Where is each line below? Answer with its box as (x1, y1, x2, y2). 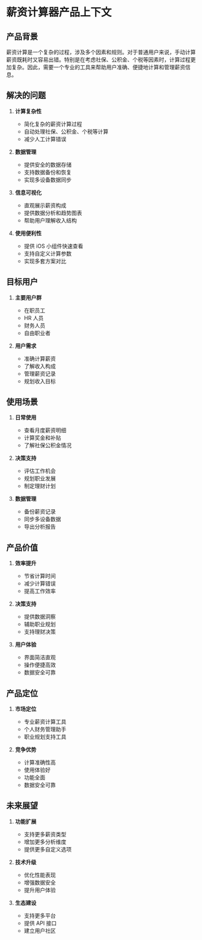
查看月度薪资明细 (23, 427, 67, 434)
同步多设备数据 (23, 516, 61, 523)
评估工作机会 (23, 468, 56, 475)
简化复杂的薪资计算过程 (23, 120, 82, 127)
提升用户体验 (23, 886, 56, 894)
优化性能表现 (23, 871, 56, 879)
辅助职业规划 (23, 621, 56, 628)
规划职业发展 (23, 475, 56, 482)
